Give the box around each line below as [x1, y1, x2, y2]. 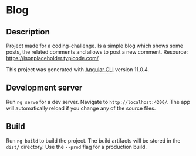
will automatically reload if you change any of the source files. [6, 105, 156, 112]
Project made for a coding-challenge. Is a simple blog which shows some [6, 42, 184, 49]
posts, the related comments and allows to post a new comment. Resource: [6, 48, 188, 56]
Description [6, 27, 50, 37]
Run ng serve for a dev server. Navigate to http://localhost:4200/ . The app [6, 98, 191, 105]
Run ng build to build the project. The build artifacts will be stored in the [6, 137, 181, 144]
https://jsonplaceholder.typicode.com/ [6, 55, 99, 61]
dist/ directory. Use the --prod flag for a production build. [6, 143, 147, 150]
